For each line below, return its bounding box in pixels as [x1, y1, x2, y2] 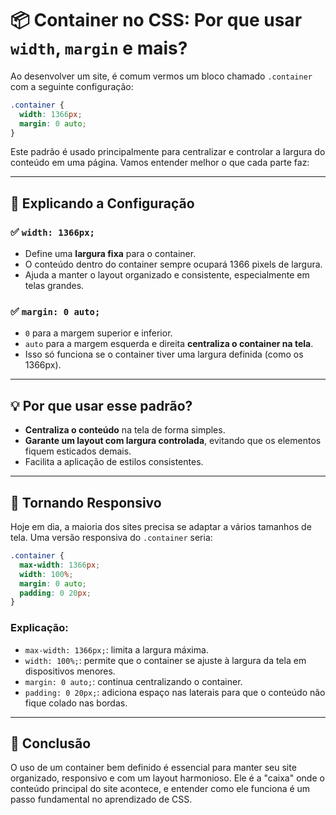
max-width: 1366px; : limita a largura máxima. [24, 643, 209, 656]
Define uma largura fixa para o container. [24, 248, 197, 260]
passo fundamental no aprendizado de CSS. [10, 793, 193, 806]
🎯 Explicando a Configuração [10, 195, 195, 212]
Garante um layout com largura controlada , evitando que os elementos [24, 435, 322, 447]
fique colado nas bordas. [24, 697, 128, 709]
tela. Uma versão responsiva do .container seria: [10, 532, 213, 544]
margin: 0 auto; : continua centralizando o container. [24, 675, 243, 687]
